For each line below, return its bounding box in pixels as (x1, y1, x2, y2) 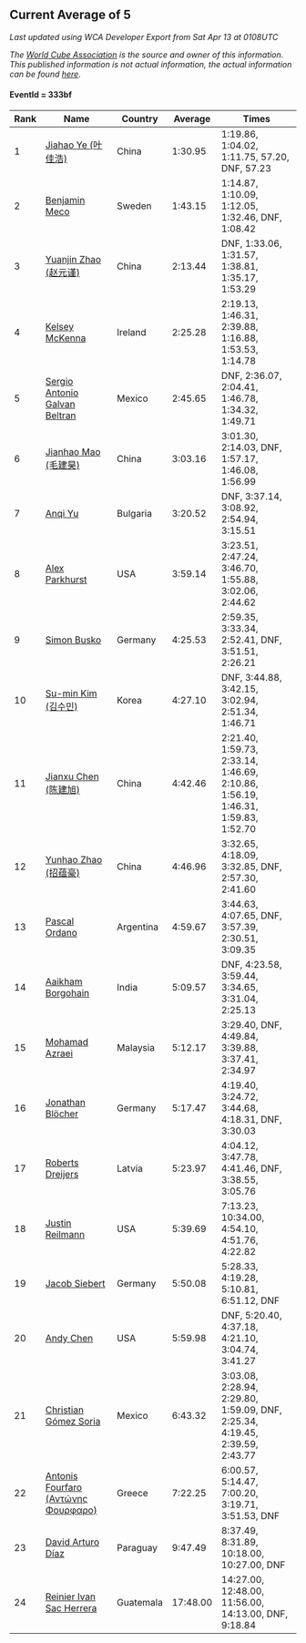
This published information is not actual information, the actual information (9, 58, 292, 69)
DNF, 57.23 (221, 162, 271, 175)
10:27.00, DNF (221, 1558, 286, 1571)
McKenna (45, 332, 87, 344)
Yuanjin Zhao (45, 253, 102, 266)
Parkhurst (45, 573, 87, 586)
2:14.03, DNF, (221, 441, 282, 454)
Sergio (45, 375, 74, 388)
